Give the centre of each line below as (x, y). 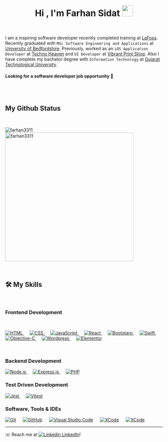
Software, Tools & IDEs (33, 409)
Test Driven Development (37, 385)
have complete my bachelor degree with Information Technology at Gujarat (82, 59)
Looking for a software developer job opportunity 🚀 (59, 76)
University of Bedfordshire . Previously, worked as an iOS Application (77, 48)
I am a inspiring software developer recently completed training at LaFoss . (81, 38)
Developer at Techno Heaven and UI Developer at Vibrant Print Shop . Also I (82, 54)
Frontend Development (34, 312)
